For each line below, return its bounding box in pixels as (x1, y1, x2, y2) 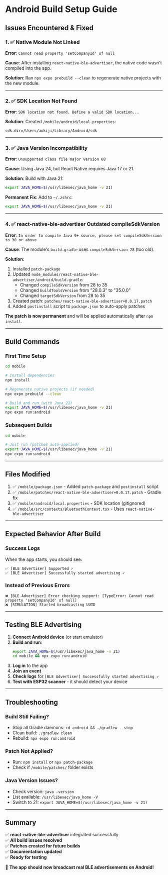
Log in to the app (12, 662, 48, 669)
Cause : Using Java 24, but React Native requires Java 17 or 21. (5, 166, 135, 172)
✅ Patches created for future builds (5, 843, 80, 849)
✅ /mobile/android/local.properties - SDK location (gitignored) (12, 500, 146, 506)
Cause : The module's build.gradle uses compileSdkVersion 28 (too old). (5, 246, 155, 252)
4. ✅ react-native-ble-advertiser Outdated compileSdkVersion (5, 221, 160, 228)
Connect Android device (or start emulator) (12, 634, 103, 640)
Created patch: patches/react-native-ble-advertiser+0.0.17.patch (12, 298, 152, 304)
